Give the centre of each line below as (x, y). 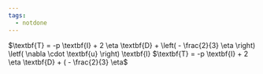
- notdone (31, 23)
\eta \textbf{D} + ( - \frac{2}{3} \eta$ (68, 62)
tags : (17, 15)
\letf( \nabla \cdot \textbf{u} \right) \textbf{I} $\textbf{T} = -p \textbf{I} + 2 (128, 54)
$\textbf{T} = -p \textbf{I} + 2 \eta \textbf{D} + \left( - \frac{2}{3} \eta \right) (132, 45)
